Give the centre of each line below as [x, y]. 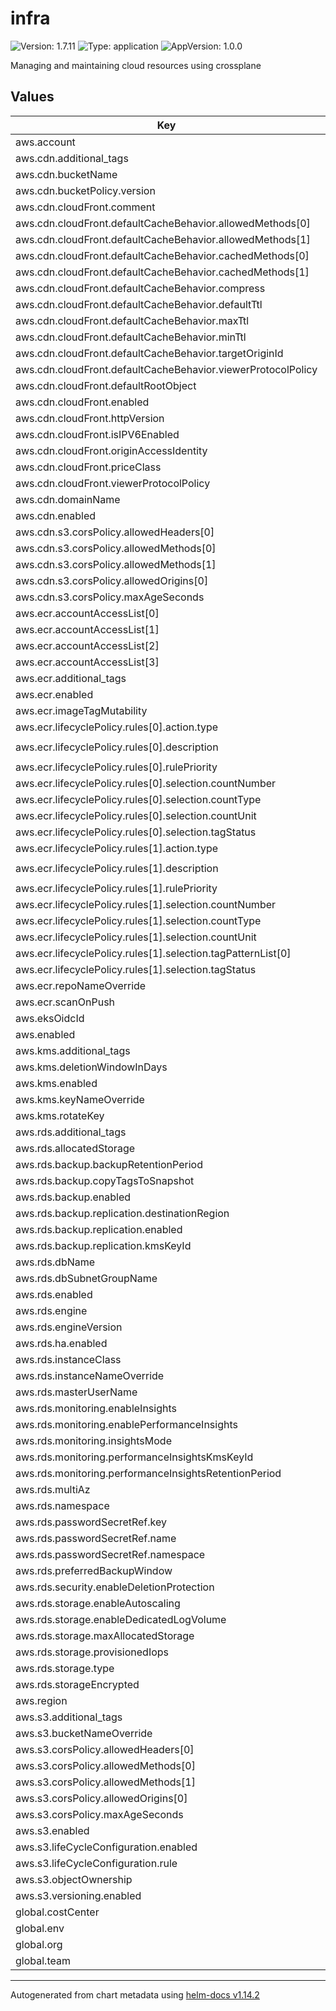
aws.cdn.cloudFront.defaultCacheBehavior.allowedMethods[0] [163, 223]
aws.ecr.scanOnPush [65, 1002]
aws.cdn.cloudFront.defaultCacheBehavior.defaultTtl [139, 304]
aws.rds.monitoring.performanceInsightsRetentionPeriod [148, 1473]
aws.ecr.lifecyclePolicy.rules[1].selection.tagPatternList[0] [153, 953]
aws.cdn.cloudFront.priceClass [88, 467]
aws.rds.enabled [54, 1294]
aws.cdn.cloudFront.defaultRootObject [106, 385]
